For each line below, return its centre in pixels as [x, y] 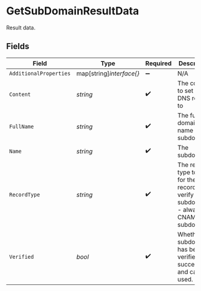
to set [185, 90]
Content [20, 94]
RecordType [25, 195]
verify [186, 195]
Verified [22, 257]
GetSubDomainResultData [73, 11]
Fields [18, 46]
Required [159, 63]
